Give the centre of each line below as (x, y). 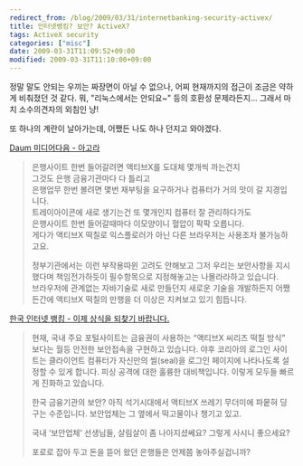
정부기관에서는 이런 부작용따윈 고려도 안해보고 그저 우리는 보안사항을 (152, 265)
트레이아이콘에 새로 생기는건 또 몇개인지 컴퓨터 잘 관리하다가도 (141, 212)
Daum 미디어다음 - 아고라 (55, 147)
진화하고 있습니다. (73, 383)
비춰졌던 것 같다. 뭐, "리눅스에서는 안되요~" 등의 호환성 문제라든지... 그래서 (150, 98)
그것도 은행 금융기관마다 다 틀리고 (91, 178)
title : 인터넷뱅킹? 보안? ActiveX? (70, 26)
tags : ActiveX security (54, 34)
